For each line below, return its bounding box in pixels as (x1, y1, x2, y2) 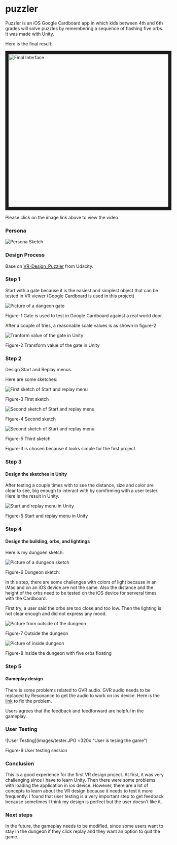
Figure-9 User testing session (5, 747, 67, 753)
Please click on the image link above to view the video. (5, 214, 120, 220)
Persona (5, 227, 26, 234)
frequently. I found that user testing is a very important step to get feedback (5, 793, 164, 800)
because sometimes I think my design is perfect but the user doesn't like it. (5, 799, 162, 805)
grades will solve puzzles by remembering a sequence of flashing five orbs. (5, 25, 164, 31)
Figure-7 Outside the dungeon (5, 630, 68, 636)
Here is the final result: (5, 40, 53, 46)
